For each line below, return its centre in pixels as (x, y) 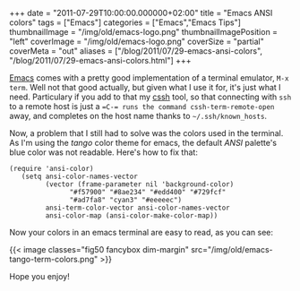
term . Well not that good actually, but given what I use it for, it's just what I (145, 87)
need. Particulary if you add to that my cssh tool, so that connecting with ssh (150, 97)
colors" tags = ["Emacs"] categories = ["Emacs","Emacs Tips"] (125, 22)
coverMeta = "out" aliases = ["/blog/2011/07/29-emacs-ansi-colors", (136, 51)
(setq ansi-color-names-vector (80, 176)
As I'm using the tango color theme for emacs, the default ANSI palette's (143, 143)
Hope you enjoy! (39, 276)
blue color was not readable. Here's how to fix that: (104, 152)
